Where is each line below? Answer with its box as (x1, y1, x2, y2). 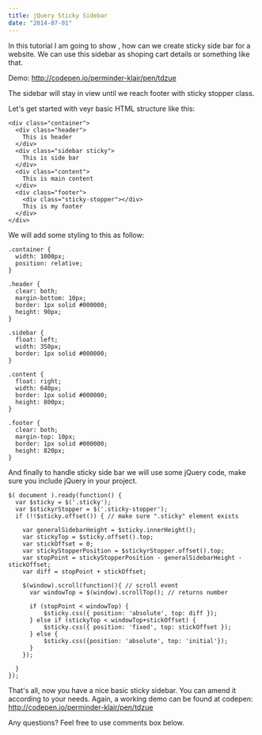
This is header (22, 132, 73, 141)
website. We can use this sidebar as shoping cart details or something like (8, 49, 250, 59)
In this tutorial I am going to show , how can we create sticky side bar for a (8, 40, 251, 50)
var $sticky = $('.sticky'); (15, 498, 112, 506)
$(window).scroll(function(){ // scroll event (22, 581, 179, 589)
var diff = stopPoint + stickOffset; (22, 568, 147, 576)
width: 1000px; (15, 252, 66, 260)
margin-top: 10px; (15, 433, 77, 441)
